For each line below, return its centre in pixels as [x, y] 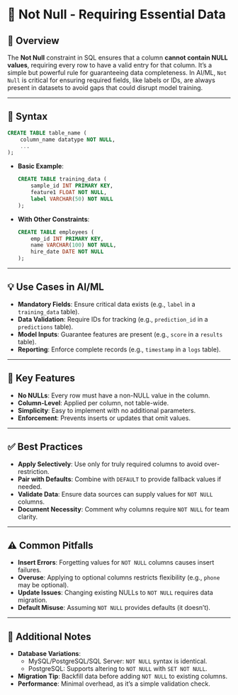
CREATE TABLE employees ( [56, 232]
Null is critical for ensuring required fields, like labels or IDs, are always [112, 80]
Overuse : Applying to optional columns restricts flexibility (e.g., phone [119, 577]
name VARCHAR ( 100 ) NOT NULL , [74, 245]
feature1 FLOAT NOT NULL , [69, 193]
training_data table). [49, 312]
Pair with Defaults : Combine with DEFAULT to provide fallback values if [119, 479]
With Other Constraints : [53, 219]
